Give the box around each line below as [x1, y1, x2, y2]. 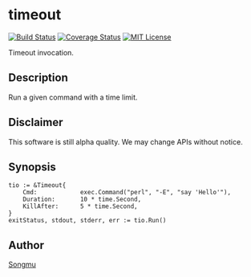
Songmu [8, 259, 36, 270]
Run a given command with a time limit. [8, 92, 138, 102]
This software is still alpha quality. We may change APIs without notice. [8, 136, 243, 146]
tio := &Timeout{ [8, 181, 67, 189]
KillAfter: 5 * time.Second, [22, 202, 138, 210]
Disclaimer [8, 116, 63, 129]
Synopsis [8, 160, 56, 173]
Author [8, 238, 44, 252]
